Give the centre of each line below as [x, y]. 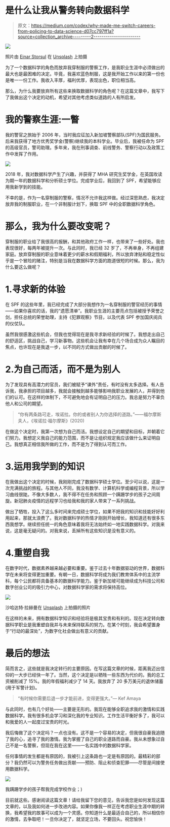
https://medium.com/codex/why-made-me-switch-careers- [93, 25]
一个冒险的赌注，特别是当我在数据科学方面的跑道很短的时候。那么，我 [87, 260]
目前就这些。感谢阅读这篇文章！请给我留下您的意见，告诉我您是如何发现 [80, 800]
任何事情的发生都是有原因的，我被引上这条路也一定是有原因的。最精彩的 [80, 756]
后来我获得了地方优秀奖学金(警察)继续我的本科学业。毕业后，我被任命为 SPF [85, 141]
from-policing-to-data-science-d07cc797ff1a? [66, 31]
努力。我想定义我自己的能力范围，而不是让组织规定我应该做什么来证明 [82, 438]
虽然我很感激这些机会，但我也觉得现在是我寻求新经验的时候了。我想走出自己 [85, 334]
